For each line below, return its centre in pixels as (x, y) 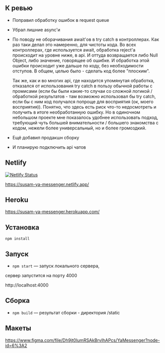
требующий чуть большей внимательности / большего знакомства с (85, 122)
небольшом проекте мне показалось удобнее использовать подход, (85, 117)
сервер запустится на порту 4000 (41, 276)
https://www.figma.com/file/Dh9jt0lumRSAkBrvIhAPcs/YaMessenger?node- (82, 340)
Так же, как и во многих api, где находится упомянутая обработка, (83, 80)
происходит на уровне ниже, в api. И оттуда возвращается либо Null (85, 55)
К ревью (19, 8)
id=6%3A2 (16, 345)
